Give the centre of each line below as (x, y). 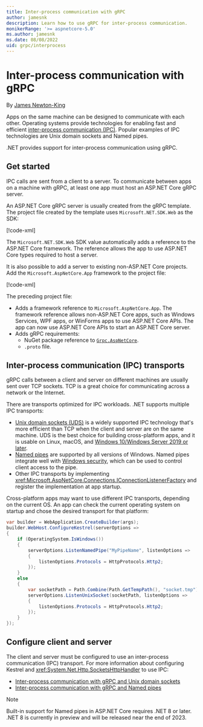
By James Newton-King (36, 105)
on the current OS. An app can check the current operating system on (93, 505)
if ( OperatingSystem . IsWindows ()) (60, 539)
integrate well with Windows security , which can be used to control (98, 461)
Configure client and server (59, 642)
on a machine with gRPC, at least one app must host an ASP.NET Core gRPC (101, 187)
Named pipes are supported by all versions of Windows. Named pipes (102, 455)
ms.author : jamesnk (31, 34)
